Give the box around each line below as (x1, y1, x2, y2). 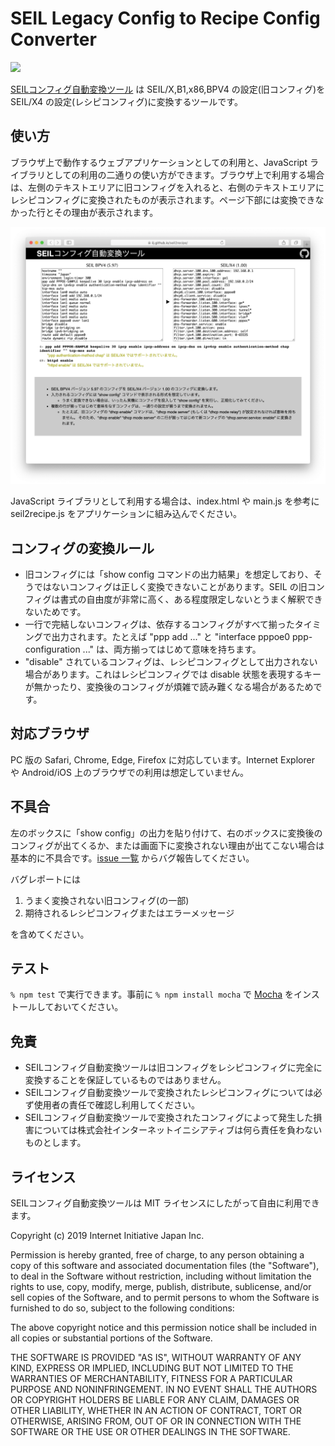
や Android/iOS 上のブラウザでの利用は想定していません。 (10, 766, 250, 778)
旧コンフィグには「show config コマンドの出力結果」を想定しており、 (24, 568, 314, 581)
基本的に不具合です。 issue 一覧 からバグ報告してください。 (10, 852, 255, 864)
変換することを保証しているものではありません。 (24, 1074, 227, 1086)
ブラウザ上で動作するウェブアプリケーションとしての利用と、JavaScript (10, 156, 308, 168)
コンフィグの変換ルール (10, 540, 155, 557)
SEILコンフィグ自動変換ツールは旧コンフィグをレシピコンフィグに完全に (24, 1062, 323, 1074)
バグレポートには (10, 873, 81, 885)
